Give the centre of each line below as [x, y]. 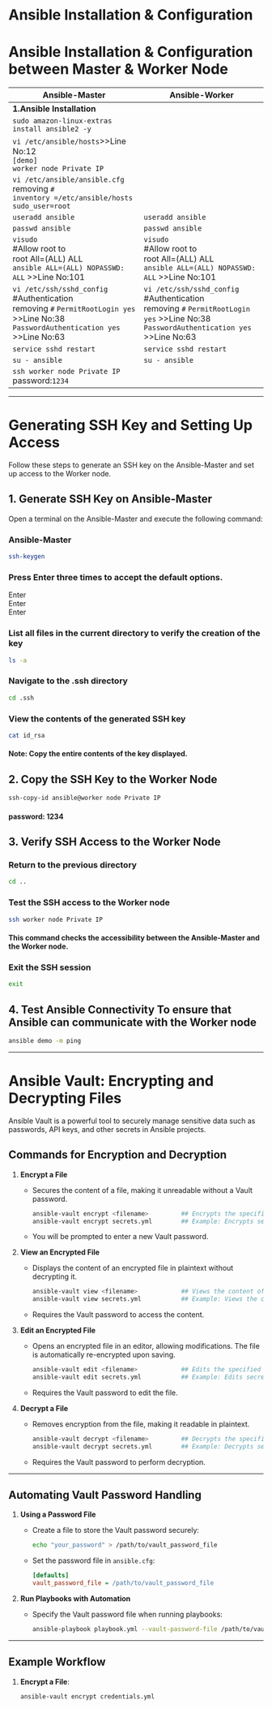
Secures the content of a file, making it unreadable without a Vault [142, 1190]
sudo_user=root [42, 206]
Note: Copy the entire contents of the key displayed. [98, 754]
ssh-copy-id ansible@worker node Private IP [85, 798]
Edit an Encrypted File [57, 1330]
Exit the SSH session [50, 967]
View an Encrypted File [59, 1252]
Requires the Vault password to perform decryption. [119, 1461]
